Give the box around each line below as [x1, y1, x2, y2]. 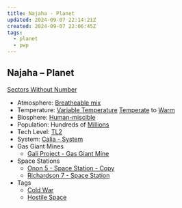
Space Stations [16, 157, 60, 165]
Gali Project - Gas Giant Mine [27, 149, 109, 157]
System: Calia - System [16, 135, 83, 143]
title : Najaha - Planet [7, 10, 75, 17]
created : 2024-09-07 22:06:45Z [7, 23, 96, 29]
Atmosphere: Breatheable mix [16, 99, 101, 107]
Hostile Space [27, 193, 67, 201]
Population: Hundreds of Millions [16, 120, 109, 129]
